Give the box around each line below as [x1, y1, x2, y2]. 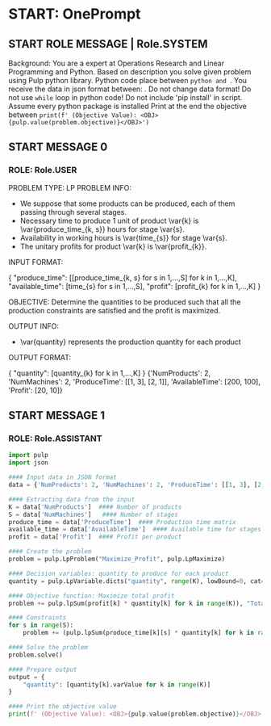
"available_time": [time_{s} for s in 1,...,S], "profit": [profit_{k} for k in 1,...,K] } [8, 281, 261, 291]
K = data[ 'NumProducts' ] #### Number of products [8, 502, 182, 511]
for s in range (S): [8, 621, 74, 630]
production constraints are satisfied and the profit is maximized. [8, 305, 220, 315]
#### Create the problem [8, 548, 92, 556]
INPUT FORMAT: [8, 257, 64, 266]
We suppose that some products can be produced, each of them [19, 199, 236, 208]
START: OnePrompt [8, 5, 141, 23]
